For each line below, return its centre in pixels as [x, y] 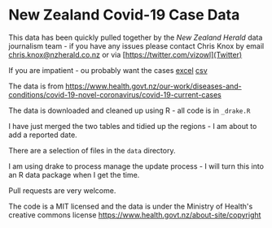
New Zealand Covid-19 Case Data [124, 15]
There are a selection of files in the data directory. [92, 150]
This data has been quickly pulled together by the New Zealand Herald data [136, 37]
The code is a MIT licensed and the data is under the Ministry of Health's [131, 206]
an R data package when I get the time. [74, 174]
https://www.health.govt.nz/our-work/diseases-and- [153, 86]
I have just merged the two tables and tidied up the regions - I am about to [133, 126]
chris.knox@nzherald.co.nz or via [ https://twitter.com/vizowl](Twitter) [125, 54]
